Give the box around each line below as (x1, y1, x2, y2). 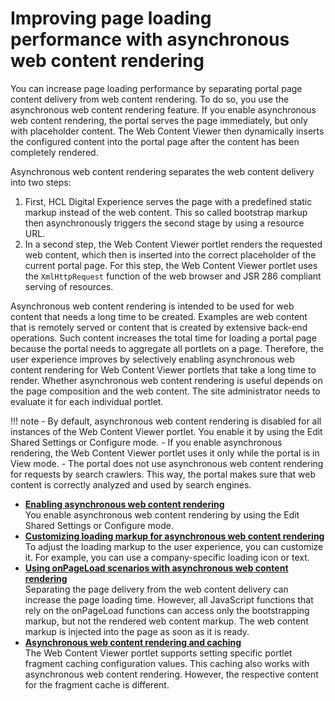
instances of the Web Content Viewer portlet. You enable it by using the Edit (10, 425, 323, 437)
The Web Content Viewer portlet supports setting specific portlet (24, 647, 293, 659)
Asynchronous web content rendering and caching (24, 636, 242, 648)
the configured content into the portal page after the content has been (10, 135, 300, 147)
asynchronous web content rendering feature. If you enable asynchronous (10, 103, 317, 116)
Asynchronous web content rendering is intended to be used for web (10, 300, 295, 312)
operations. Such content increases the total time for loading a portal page (10, 332, 317, 344)
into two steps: (10, 176, 72, 188)
